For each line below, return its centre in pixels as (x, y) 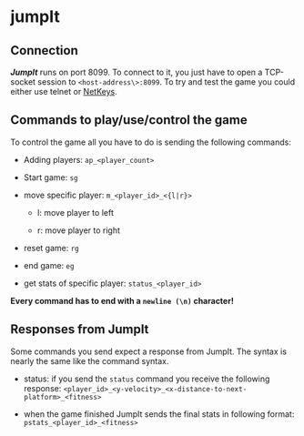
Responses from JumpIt (80, 330)
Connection (44, 51)
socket (23, 82)
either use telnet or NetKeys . (64, 91)
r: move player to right (79, 230)
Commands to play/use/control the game (129, 120)
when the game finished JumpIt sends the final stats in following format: (159, 414)
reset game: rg (51, 248)
